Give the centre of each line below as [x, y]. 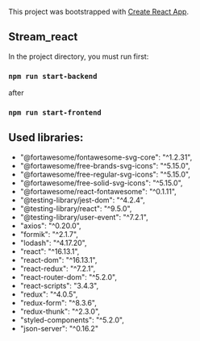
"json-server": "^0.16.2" [59, 328]
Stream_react [43, 37]
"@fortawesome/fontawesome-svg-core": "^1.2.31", [106, 157]
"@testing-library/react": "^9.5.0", [76, 208]
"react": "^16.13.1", [50, 251]
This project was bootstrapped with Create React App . [99, 12]
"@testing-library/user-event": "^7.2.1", [84, 217]
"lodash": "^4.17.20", [53, 243]
